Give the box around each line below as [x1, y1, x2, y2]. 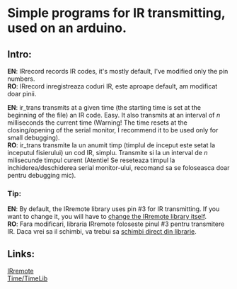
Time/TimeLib [7, 274, 48, 283]
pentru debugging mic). [7, 171, 76, 179]
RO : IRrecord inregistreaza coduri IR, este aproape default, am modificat [7, 82, 218, 90]
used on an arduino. [7, 20, 127, 36]
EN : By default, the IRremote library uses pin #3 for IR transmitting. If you [7, 205, 220, 213]
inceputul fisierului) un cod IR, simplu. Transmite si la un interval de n [7, 149, 208, 157]
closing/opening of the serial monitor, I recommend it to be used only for [7, 126, 219, 134]
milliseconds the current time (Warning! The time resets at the [7, 118, 187, 127]
